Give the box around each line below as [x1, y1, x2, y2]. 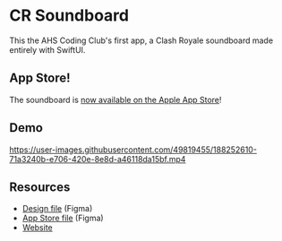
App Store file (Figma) [21, 212, 105, 224]
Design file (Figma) [21, 203, 93, 214]
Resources [9, 179, 71, 194]
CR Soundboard [9, 5, 130, 26]
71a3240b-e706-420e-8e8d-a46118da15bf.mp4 [9, 153, 186, 164]
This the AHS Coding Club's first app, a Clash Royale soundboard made [9, 35, 274, 46]
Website [21, 222, 54, 233]
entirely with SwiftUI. [9, 44, 86, 55]
